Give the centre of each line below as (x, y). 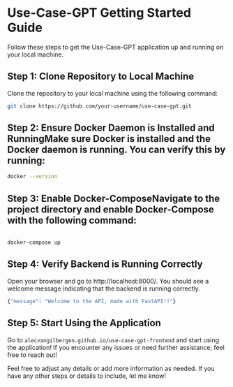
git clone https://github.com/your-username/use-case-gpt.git (99, 106)
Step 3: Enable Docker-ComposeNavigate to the (114, 198)
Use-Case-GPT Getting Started (99, 13)
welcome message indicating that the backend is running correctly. (104, 289)
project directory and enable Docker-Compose (111, 209)
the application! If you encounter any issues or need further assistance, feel (116, 347)
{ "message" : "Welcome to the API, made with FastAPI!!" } (92, 301)
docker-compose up (34, 242)
